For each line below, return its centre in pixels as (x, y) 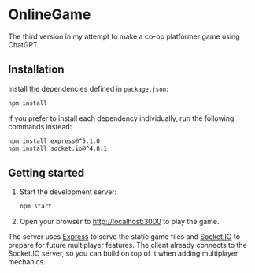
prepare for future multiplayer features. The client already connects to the (128, 245)
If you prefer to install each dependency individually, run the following (121, 118)
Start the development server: (68, 192)
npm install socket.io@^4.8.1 (58, 148)
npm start (36, 207)
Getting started (46, 172)
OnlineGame (50, 15)
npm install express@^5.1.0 (54, 141)
